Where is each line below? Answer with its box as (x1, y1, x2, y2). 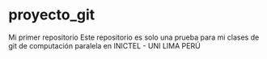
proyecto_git (8, 6, 95, 24)
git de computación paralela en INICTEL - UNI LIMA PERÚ (8, 40, 201, 50)
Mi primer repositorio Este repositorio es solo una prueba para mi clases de (8, 32, 260, 42)
